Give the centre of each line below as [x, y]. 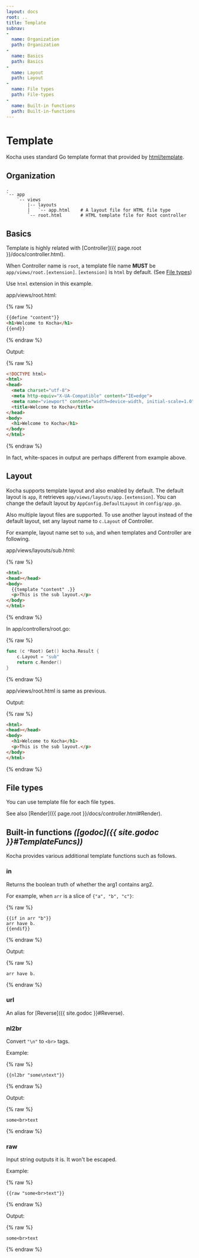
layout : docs [22, 12]
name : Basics [28, 56]
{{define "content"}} [33, 317]
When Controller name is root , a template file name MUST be [81, 266]
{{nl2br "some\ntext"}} [36, 1075]
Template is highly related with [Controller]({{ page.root [74, 248]
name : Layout [28, 73]
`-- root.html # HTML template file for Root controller [107, 216]
